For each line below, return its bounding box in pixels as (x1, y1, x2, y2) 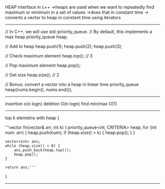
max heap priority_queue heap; (5, 34, 68, 40)
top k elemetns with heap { (5, 115, 59, 121)
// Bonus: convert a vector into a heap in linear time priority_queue (5, 81, 139, 87)
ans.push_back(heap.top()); (14, 148, 71, 153)
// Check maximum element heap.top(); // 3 (5, 53, 93, 58)
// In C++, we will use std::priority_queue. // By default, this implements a (5, 29, 152, 34)
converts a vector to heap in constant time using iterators (5, 15, 121, 20)
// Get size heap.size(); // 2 (5, 72, 60, 78)
